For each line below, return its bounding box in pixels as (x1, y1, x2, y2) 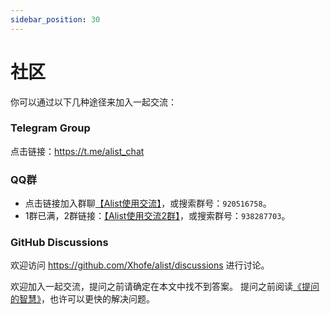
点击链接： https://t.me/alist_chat (10, 145, 145, 157)
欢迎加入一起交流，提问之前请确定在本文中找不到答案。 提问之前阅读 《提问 (10, 281, 320, 293)
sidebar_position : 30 (10, 14, 101, 25)
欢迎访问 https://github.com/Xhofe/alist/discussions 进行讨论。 (10, 259, 270, 271)
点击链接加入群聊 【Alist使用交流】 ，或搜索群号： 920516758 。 (24, 197, 272, 210)
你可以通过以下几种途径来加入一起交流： (10, 96, 177, 108)
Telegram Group (10, 121, 91, 135)
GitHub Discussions (10, 236, 109, 250)
